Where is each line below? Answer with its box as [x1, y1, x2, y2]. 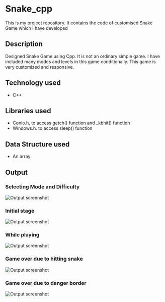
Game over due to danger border [5, 279, 87, 286]
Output [5, 168, 28, 177]
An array [12, 154, 31, 160]
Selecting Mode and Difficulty [5, 183, 79, 190]
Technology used [5, 79, 61, 87]
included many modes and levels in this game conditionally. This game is [5, 59, 156, 65]
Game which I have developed [5, 25, 68, 31]
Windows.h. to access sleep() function [12, 125, 93, 131]
